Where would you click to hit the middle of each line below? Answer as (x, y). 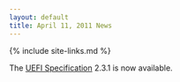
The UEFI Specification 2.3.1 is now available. (91, 68)
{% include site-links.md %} (60, 50)
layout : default (39, 17)
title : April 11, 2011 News (61, 26)
